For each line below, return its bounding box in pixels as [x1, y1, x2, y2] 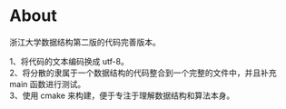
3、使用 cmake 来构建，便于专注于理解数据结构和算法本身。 [9, 90, 235, 101]
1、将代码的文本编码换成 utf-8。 [9, 55, 130, 66]
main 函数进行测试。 [9, 78, 86, 89]
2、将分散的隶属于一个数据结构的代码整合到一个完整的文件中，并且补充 [9, 67, 277, 78]
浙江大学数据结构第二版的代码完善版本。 [9, 36, 161, 47]
